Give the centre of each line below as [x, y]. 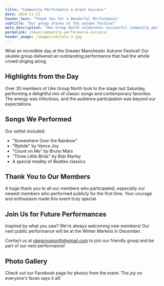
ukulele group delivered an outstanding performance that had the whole [77, 56]
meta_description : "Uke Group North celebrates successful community [77, 28]
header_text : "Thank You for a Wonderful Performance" [62, 19]
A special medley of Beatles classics [49, 161]
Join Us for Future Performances [56, 214]
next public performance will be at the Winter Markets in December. [73, 231]
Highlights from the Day [42, 77]
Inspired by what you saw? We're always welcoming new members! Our [77, 226]
